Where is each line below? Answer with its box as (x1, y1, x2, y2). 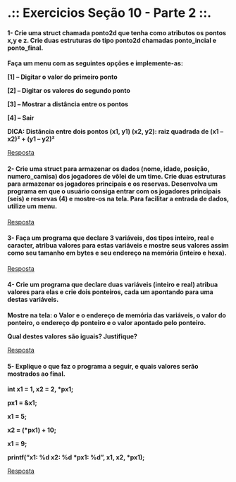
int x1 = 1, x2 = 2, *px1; (7, 385, 74, 393)
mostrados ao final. (7, 369, 66, 378)
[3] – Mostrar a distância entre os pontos (7, 100, 129, 108)
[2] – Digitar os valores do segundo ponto (7, 87, 130, 95)
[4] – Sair (7, 114, 35, 122)
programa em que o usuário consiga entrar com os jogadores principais (7, 186, 221, 195)
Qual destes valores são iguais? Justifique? (7, 332, 137, 341)
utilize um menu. (7, 202, 58, 210)
